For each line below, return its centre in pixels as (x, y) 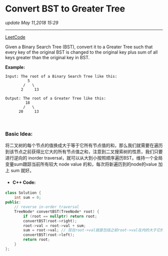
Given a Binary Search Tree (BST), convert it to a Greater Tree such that (79, 47)
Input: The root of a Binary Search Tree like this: (61, 76)
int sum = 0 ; (28, 198)
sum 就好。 (22, 171)
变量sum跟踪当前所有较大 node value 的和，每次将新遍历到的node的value (81, 164)
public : (13, 202)
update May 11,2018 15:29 (32, 23)
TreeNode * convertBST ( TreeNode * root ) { (57, 211)
